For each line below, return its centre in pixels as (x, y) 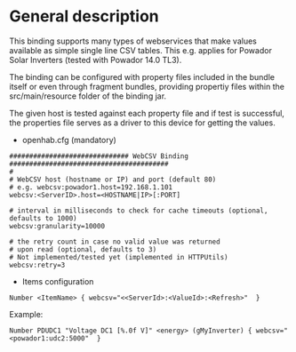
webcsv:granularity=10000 (57, 226)
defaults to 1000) (43, 218)
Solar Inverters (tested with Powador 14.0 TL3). (96, 60)
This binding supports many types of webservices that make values (133, 41)
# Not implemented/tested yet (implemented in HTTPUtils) (119, 257)
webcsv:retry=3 (37, 265)
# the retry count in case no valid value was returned (115, 242)
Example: (26, 314)
